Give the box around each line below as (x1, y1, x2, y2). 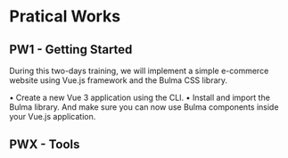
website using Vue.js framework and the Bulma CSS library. (9, 75, 228, 86)
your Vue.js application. (9, 112, 96, 121)
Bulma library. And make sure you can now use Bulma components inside (9, 102, 279, 112)
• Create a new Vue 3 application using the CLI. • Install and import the (9, 92, 270, 103)
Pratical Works (9, 6, 121, 27)
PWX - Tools (9, 137, 80, 153)
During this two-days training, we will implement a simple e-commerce (9, 65, 269, 76)
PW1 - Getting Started (9, 42, 133, 57)
